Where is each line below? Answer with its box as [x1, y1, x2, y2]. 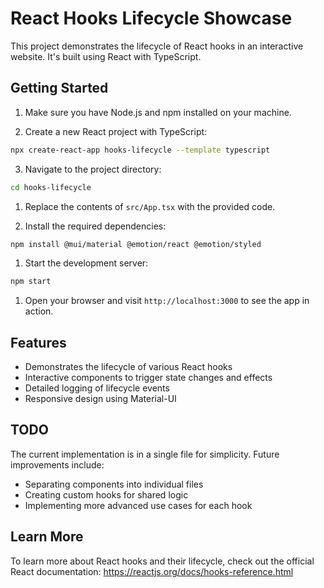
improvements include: [10, 458, 105, 471]
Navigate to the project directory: [24, 163, 162, 175]
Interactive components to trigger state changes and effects [24, 372, 273, 384]
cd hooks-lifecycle [10, 182, 92, 192]
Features [10, 334, 67, 351]
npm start [10, 277, 52, 287]
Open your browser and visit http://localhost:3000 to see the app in [24, 295, 310, 307]
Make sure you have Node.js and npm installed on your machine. [24, 106, 292, 118]
